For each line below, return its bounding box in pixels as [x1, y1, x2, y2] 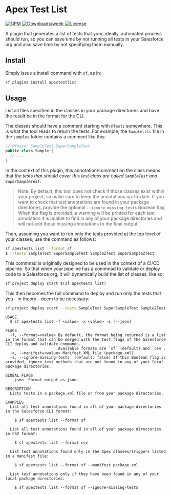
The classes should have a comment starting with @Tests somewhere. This [5, 123, 163, 129]
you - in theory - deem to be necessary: [5, 296, 90, 302]
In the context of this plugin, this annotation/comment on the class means [5, 167, 160, 173]
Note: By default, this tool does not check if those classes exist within [17, 188, 165, 194]
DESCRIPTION [5, 386, 31, 391]
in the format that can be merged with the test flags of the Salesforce [5, 337, 166, 342]
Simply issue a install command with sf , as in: [5, 70, 101, 76]
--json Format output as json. [10, 378, 79, 383]
